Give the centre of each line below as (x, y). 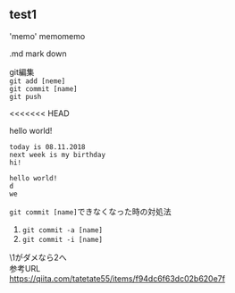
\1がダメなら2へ (38, 257)
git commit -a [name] (62, 230)
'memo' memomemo (47, 36)
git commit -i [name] (62, 239)
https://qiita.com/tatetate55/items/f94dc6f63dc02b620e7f (117, 278)
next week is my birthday (57, 155)
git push (25, 96)
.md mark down (38, 54)
